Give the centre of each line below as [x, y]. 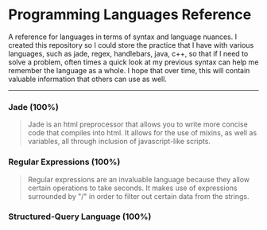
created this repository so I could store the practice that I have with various [131, 45]
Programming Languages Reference [130, 15]
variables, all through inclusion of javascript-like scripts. [119, 142]
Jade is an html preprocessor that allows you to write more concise [137, 124]
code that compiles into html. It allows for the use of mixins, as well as [142, 133]
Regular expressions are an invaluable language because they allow [139, 179]
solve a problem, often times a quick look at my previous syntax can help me [133, 62]
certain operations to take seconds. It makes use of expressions [132, 188]
